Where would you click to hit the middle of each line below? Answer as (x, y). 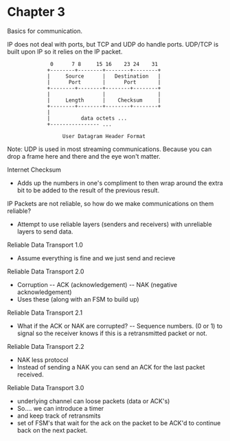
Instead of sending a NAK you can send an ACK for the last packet (111, 367)
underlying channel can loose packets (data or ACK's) (93, 401)
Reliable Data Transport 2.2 (46, 346)
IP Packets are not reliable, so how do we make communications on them (111, 203)
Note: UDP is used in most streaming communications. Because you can (110, 149)
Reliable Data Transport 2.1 (45, 313)
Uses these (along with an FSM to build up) (78, 299)
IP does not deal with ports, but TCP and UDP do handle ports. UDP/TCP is (113, 44)
